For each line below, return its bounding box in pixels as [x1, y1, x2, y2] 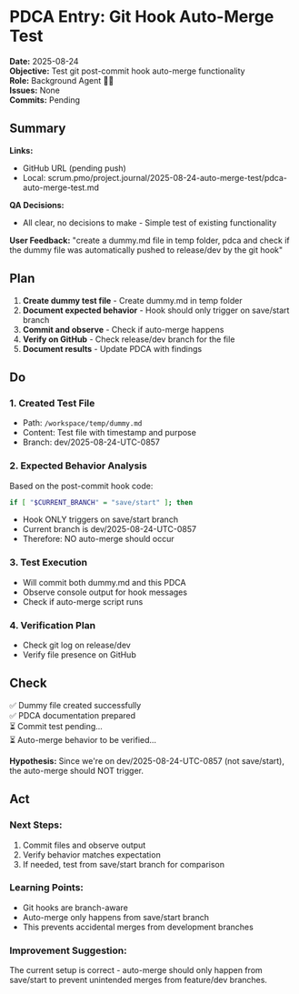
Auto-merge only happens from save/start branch [22, 911, 209, 922]
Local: [22, 172, 46, 183]
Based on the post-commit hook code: [9, 480, 154, 491]
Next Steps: [9, 818, 63, 831]
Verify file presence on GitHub [22, 649, 136, 660]
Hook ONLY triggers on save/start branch [22, 514, 179, 525]
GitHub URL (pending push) [22, 162, 127, 174]
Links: [9, 145, 34, 156]
